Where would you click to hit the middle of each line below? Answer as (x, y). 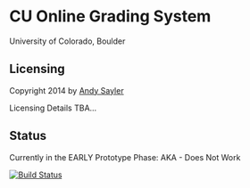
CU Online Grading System (110, 16)
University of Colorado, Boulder (67, 41)
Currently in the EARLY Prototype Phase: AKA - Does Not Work (125, 157)
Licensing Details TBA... (53, 108)
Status (28, 136)
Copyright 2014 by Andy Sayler (67, 90)
